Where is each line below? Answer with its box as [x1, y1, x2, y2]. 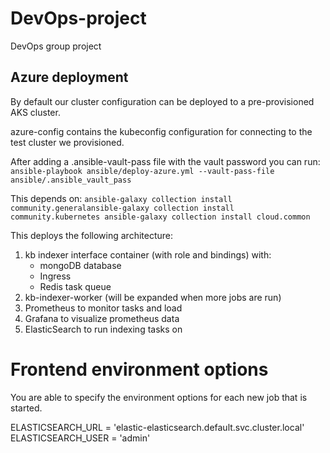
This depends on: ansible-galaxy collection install [10, 192, 233, 204]
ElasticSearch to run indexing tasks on [24, 323, 183, 335]
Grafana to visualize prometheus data [24, 312, 180, 324]
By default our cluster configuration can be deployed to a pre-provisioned [10, 95, 315, 107]
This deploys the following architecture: [10, 229, 173, 241]
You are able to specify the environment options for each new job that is [10, 391, 308, 403]
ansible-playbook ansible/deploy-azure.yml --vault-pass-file [10, 166, 275, 176]
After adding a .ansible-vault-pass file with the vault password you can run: [10, 155, 321, 167]
